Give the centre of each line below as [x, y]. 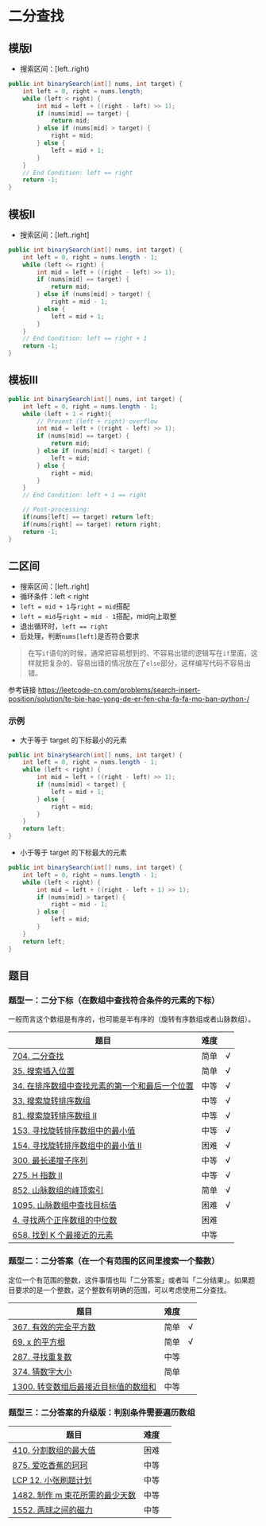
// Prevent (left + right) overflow [97, 421]
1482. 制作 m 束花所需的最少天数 [74, 1495]
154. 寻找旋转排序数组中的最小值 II [77, 1146]
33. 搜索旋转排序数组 [52, 1101]
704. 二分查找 [38, 1057]
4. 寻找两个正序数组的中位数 [65, 1220]
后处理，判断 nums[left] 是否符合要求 [79, 636]
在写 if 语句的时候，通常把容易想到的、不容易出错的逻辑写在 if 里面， [139, 653]
